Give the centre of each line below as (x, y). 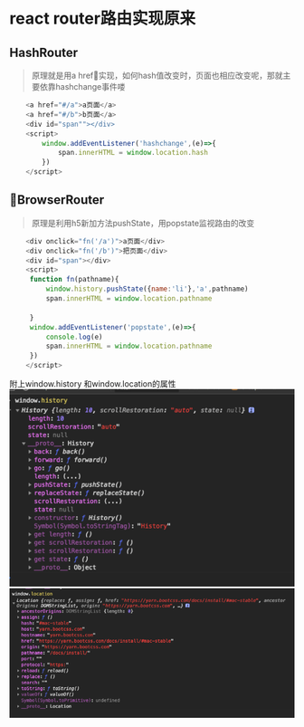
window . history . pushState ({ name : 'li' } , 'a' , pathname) (147, 289)
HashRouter (44, 52)
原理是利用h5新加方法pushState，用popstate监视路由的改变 (143, 223)
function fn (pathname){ (74, 280)
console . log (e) (74, 337)
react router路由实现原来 (103, 19)
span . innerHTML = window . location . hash (133, 153)
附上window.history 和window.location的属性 (93, 384)
